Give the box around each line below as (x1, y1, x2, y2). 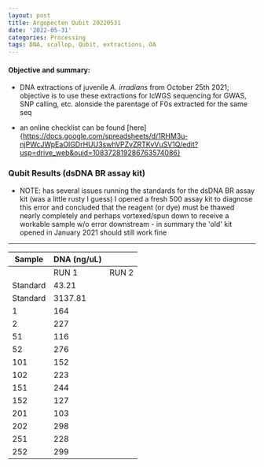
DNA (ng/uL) (53, 254, 102, 265)
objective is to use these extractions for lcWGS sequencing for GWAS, (19, 91, 247, 101)
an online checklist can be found (19, 123, 126, 132)
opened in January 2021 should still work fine (19, 228, 167, 237)
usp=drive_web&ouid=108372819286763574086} (19, 148, 181, 158)
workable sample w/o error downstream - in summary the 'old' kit (19, 219, 233, 228)
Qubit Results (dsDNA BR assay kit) (8, 168, 145, 179)
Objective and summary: (8, 65, 90, 75)
